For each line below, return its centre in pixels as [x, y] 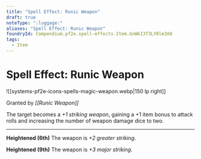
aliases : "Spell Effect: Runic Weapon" [56, 28]
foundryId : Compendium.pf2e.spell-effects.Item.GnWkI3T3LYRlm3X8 [89, 34]
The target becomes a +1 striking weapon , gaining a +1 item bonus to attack [100, 114]
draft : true [21, 17]
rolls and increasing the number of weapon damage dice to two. [85, 121]
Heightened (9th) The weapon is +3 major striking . [69, 149]
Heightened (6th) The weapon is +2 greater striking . [71, 137]
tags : [13, 39]
